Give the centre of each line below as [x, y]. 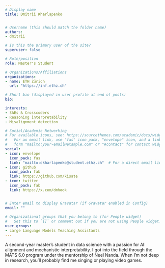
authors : [14, 32]
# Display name [21, 10]
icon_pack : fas [25, 158]
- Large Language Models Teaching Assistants [52, 231]
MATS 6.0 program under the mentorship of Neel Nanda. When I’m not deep [82, 255]
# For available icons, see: [35, 135]
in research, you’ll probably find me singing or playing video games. [74, 260]
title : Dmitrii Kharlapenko [34, 14]
